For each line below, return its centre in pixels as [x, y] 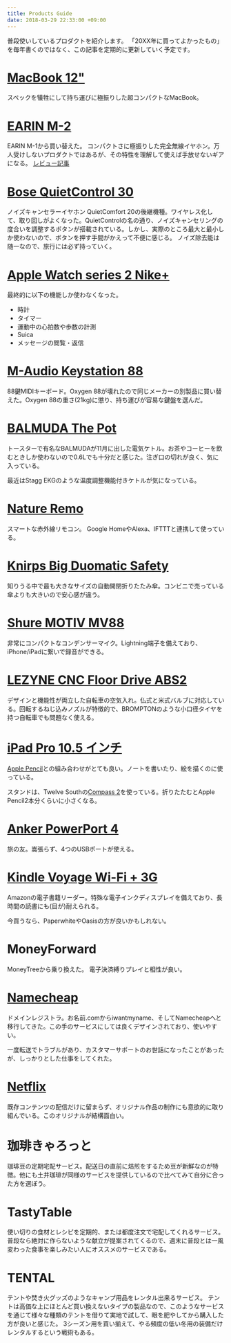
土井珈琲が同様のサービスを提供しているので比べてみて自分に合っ [131, 1175]
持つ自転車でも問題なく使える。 [52, 717]
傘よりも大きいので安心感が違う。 [55, 595]
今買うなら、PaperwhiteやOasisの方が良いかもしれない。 [89, 921]
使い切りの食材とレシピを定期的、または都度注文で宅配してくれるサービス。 [116, 1232]
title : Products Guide [40, 13]
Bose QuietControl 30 [71, 192]
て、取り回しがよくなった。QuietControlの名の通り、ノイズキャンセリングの [115, 220]
